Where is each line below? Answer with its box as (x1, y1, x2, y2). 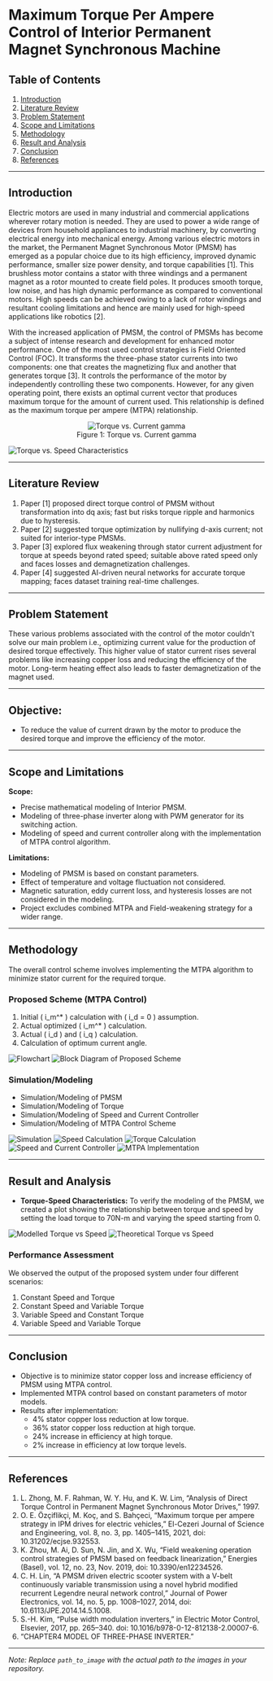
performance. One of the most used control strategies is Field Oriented (8, 345, 246, 354)
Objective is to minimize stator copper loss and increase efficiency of (19, 1371, 253, 1381)
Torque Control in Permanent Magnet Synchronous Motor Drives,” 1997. (19, 1502, 260, 1512)
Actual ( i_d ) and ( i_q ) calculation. (19, 1029, 138, 1039)
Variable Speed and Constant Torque (19, 1310, 145, 1319)
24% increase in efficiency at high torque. (32, 1432, 173, 1442)
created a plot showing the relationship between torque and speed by (19, 1205, 253, 1214)
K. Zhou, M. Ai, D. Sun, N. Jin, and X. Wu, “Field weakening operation (19, 1545, 252, 1555)
